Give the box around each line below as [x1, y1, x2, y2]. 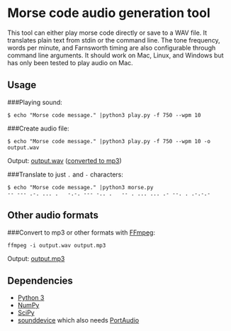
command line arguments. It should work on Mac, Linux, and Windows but [7, 51, 224, 60]
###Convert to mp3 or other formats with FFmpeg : [7, 228, 156, 237]
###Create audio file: [7, 124, 69, 133]
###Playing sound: [7, 98, 62, 106]
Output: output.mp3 [7, 254, 65, 263]
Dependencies [7, 274, 73, 286]
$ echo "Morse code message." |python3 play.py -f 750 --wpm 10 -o [7, 138, 211, 145]
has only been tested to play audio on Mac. [7, 58, 133, 67]
